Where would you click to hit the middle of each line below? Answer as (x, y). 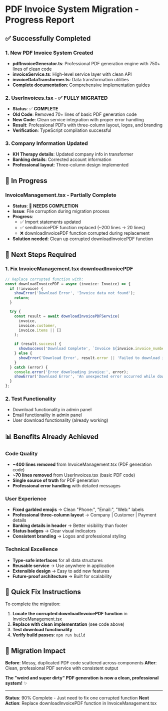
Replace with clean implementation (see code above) (68, 624)
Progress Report (40, 20)
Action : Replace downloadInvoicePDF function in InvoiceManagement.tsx (81, 703)
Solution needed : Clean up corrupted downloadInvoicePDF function (83, 239)
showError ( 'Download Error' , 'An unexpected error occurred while (85, 377)
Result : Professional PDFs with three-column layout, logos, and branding (87, 125)
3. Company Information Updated (47, 143)
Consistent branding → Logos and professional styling (69, 536)
